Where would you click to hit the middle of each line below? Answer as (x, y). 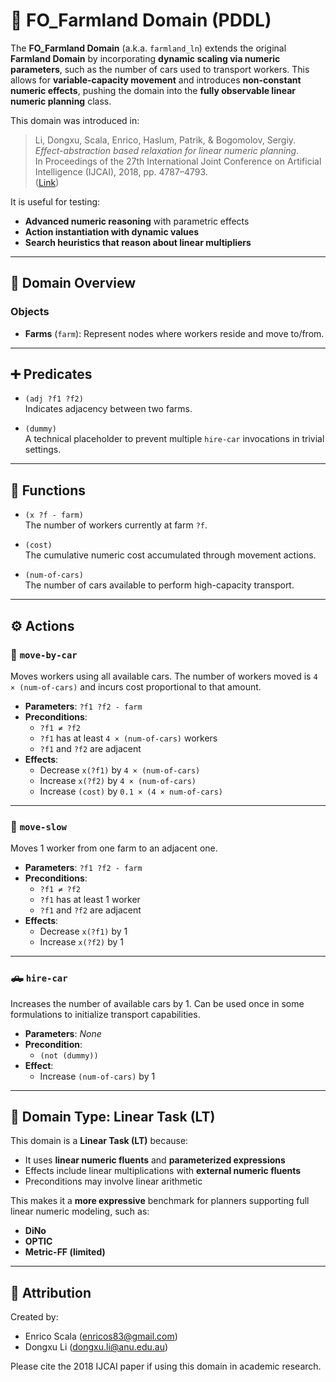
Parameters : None (63, 1033)
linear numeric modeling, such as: (80, 1211)
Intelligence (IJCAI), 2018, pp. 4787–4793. (121, 171)
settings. (43, 450)
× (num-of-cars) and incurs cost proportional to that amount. (136, 686)
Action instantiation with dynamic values (112, 231)
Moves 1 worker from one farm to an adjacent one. (114, 848)
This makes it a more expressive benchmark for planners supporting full (160, 1201)
